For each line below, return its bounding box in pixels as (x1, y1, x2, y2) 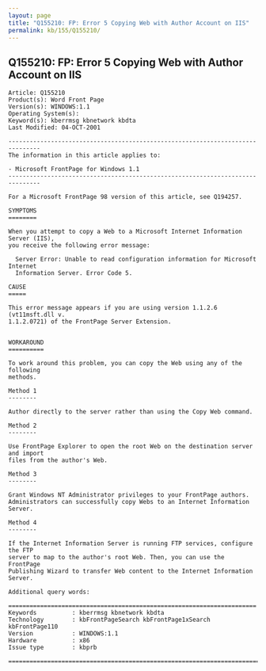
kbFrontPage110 (8, 623, 59, 631)
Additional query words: (8, 588, 90, 597)
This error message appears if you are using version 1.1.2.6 (8, 304, 218, 312)
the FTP (8, 547, 34, 555)
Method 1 (8, 387, 37, 395)
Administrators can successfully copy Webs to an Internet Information (8, 498, 249, 506)
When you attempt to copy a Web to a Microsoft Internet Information (8, 227, 243, 236)
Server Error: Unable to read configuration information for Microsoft (15, 255, 257, 264)
